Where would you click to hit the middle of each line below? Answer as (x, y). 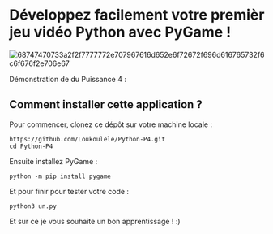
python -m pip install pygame (60, 176)
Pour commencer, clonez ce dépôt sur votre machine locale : (111, 124)
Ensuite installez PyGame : (53, 161)
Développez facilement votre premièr (137, 15)
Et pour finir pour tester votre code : (69, 191)
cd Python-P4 (31, 146)
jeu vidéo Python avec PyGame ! (120, 32)
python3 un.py (33, 206)
